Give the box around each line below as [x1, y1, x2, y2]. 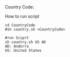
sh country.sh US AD [5, 40, 47, 44]
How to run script [5, 14, 39, 19]
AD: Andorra [5, 44, 29, 49]
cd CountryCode [5, 23, 35, 28]
